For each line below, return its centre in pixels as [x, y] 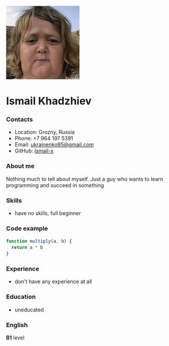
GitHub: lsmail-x [34, 151]
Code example [27, 228]
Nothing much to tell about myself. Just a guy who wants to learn [84, 179]
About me [21, 166]
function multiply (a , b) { [39, 241]
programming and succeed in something [55, 185]
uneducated [29, 310]
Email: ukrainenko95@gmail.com [54, 145]
